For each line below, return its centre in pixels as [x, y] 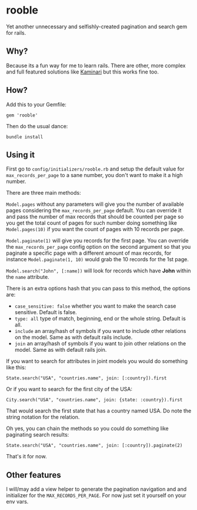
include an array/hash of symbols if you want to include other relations [100, 331]
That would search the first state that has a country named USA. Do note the [99, 411]
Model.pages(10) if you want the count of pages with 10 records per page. [95, 229]
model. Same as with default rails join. [61, 350]
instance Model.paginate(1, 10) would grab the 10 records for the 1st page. [98, 259]
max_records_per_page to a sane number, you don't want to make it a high [95, 175]
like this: [16, 368]
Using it [21, 154]
